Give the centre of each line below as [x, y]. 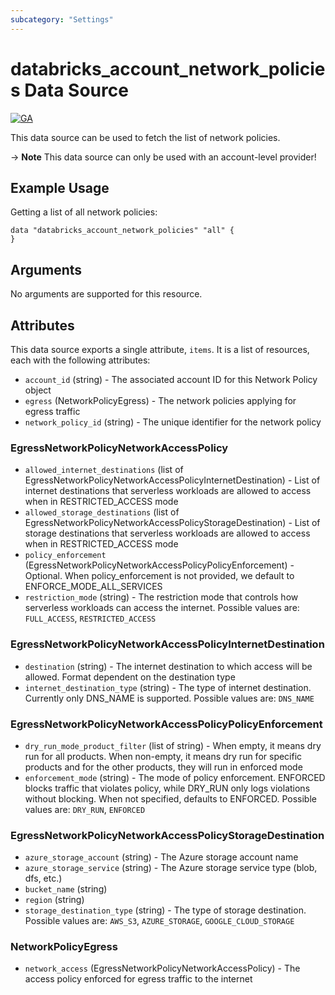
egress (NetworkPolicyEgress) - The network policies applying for [160, 400]
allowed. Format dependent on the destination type [130, 677]
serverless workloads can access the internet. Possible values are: [162, 608]
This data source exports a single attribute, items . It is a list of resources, [160, 349]
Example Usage [60, 187]
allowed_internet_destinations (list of [104, 470]
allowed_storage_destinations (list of [102, 512]
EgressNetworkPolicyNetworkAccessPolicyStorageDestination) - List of [172, 523]
